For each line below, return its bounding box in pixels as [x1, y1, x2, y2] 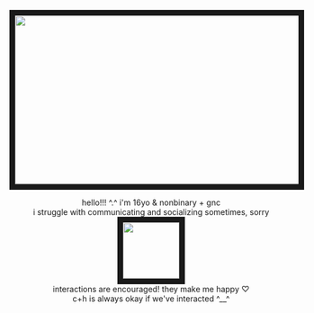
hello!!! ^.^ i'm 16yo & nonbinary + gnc [81, 197, 221, 208]
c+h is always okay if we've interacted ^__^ [72, 293, 230, 304]
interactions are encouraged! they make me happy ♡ [52, 284, 250, 294]
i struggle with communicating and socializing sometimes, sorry [32, 207, 270, 217]
